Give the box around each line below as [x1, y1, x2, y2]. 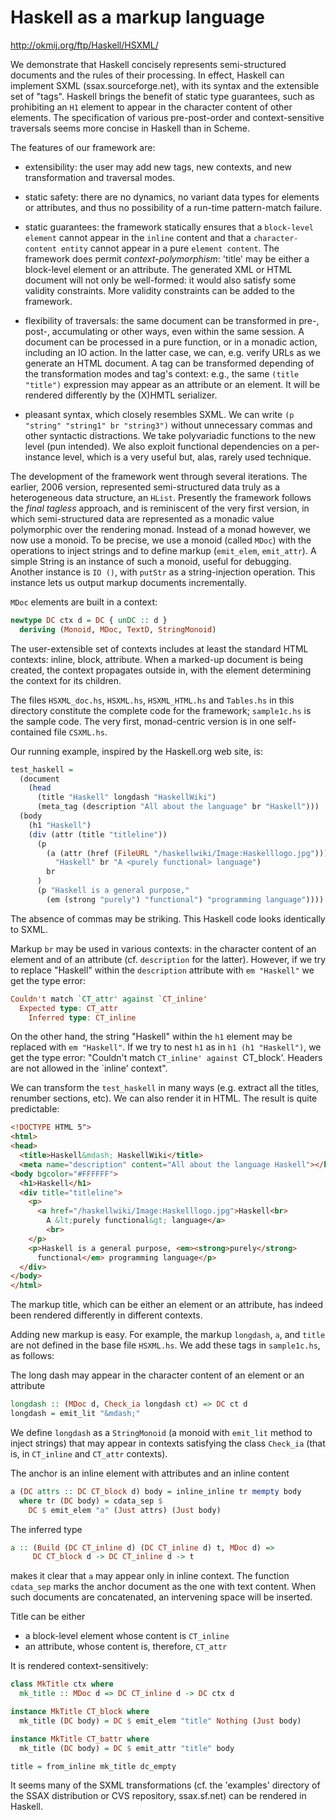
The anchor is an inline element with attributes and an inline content [10, 1467, 290, 1479]
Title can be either [10, 1611, 86, 1623]
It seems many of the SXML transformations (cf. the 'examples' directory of [10, 1779, 321, 1791]
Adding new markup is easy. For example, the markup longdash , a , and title [10, 1329, 326, 1341]
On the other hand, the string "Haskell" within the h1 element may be [10, 1031, 293, 1043]
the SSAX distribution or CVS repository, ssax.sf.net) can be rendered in [10, 1790, 307, 1802]
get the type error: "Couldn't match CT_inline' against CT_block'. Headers [10, 1052, 323, 1064]
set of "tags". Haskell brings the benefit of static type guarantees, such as [10, 90, 315, 102]
